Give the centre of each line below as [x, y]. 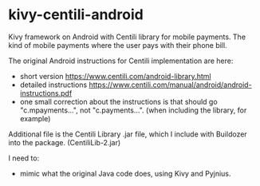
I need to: [24, 158]
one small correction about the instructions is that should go [118, 101]
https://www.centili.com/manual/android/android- [171, 85]
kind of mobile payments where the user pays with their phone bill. [118, 45]
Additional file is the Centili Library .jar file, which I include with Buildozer [128, 134]
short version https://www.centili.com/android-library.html [115, 76]
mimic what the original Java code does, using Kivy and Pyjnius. [125, 173]
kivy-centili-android [76, 15]
